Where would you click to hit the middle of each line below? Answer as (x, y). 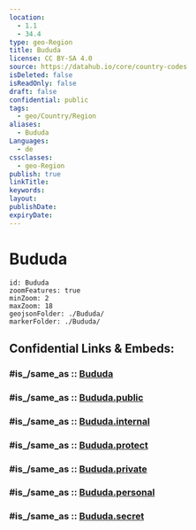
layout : (23, 199)
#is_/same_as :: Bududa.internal (79, 421)
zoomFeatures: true (45, 290)
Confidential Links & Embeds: (92, 348)
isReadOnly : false (43, 83)
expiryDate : (31, 215)
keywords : (27, 191)
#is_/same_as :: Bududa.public (76, 397)
